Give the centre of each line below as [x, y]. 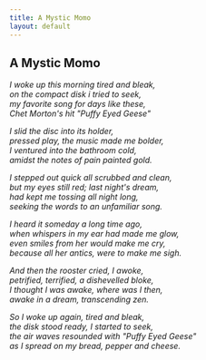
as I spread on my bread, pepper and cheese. [95, 346]
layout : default [40, 26]
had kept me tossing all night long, [74, 197]
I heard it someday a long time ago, [76, 224]
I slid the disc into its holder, [62, 131]
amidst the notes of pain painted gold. [81, 161]
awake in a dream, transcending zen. [79, 299]
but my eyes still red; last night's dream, [84, 188]
